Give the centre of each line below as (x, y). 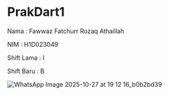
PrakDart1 (36, 12)
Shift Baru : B (26, 71)
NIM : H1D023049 (33, 44)
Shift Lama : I (26, 57)
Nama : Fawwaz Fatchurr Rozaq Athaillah (66, 31)
